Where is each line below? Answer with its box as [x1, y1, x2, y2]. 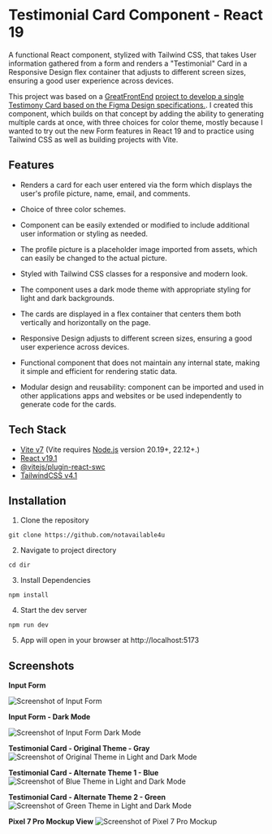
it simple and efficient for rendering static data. [19, 366, 178, 376]
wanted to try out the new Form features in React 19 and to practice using [8, 126, 254, 136]
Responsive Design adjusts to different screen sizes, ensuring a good [19, 333, 253, 343]
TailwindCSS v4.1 [19, 470, 78, 480]
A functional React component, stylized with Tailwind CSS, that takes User [8, 50, 257, 59]
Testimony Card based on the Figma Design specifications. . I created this [8, 100, 253, 110]
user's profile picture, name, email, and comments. [19, 189, 191, 198]
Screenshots [8, 658, 75, 672]
